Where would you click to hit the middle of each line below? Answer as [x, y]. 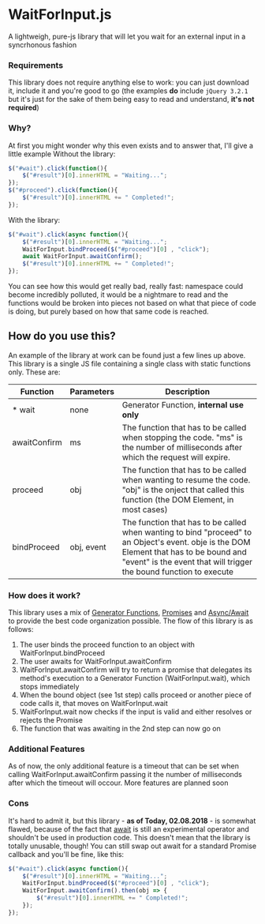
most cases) [145, 509]
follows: [21, 629]
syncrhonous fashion [43, 44]
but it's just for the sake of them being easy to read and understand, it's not [131, 100]
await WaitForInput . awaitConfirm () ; [83, 257]
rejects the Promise [51, 720]
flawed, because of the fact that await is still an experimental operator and [129, 829]
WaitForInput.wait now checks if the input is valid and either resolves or [136, 712]
